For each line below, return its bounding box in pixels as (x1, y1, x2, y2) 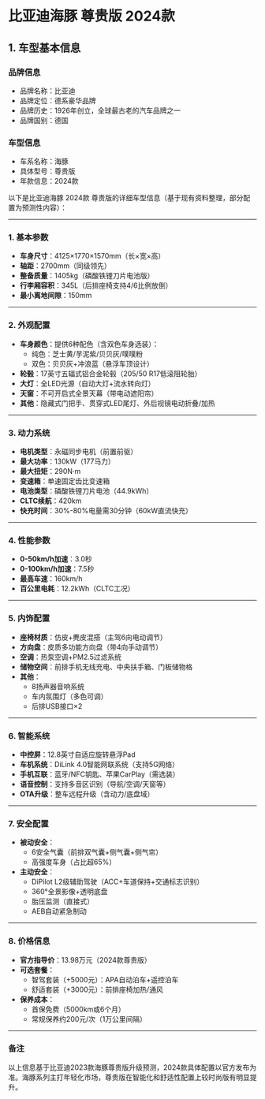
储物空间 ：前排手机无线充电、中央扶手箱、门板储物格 (19, 661, 193, 671)
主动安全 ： (19, 867, 55, 877)
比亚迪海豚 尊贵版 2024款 (8, 7, 175, 25)
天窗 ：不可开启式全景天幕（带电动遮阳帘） (19, 388, 159, 398)
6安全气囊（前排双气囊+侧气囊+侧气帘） (31, 848, 163, 857)
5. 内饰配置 (8, 613, 50, 624)
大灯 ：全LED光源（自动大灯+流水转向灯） (19, 378, 155, 388)
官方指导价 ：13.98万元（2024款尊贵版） (19, 955, 151, 964)
